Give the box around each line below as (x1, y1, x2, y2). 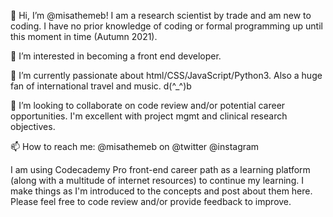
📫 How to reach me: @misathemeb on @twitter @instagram (10, 141, 260, 152)
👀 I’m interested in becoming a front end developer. (10, 50, 222, 62)
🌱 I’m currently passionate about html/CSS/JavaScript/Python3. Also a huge (10, 70, 323, 81)
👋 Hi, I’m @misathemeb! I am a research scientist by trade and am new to (10, 10, 312, 21)
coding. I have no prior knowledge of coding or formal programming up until (10, 20, 323, 32)
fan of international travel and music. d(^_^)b (10, 80, 192, 92)
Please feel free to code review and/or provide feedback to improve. (10, 196, 292, 207)
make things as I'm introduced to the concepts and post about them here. (10, 185, 313, 197)
